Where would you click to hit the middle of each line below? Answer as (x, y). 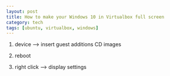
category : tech (25, 22)
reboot (23, 56)
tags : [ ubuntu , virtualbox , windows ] (52, 28)
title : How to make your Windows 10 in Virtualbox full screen (85, 17)
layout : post (22, 11)
